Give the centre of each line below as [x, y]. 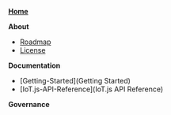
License [32, 50]
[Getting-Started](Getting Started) [75, 81]
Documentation [34, 65]
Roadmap [35, 42]
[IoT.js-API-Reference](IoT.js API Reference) [91, 89]
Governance [29, 104]
